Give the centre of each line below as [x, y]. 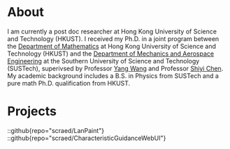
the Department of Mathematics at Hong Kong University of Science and [112, 46]
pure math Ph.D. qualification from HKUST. [69, 83]
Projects [32, 111]
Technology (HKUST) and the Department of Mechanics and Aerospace [111, 54]
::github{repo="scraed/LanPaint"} [56, 130]
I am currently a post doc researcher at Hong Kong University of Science [112, 31]
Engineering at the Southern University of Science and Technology [103, 61]
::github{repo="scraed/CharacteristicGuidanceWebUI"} [87, 138]
